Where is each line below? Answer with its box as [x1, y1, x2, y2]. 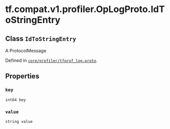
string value [5, 119, 33, 124]
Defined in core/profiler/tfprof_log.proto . [5, 57, 98, 63]
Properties [5, 72, 40, 81]
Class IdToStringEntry [5, 34, 77, 43]
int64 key [5, 97, 26, 102]
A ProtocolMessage [5, 48, 47, 53]
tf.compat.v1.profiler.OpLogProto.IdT [5, 4, 165, 15]
